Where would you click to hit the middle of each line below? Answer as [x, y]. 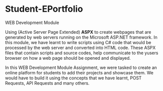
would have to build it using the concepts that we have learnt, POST [73, 78]
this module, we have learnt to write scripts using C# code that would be [78, 42]
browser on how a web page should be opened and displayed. [68, 58]
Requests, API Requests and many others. [47, 83]
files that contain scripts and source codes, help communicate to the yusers [82, 53]
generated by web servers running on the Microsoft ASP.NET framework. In [81, 37]
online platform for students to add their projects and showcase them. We [79, 72]
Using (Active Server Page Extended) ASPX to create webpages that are [78, 32]
